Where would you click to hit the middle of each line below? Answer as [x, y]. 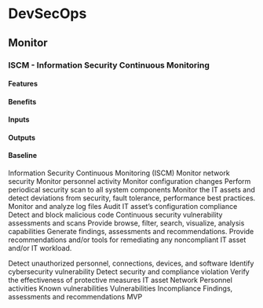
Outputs [22, 137]
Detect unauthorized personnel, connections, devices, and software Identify [131, 263]
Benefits [22, 101]
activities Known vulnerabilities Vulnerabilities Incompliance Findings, [121, 288]
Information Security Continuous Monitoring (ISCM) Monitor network [119, 173]
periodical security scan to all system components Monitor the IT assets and [131, 190]
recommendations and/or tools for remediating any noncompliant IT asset [127, 240]
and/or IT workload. [40, 248]
